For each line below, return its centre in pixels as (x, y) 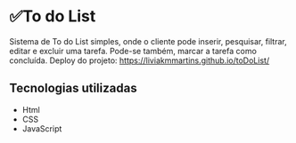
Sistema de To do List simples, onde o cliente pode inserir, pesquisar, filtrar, (148, 41)
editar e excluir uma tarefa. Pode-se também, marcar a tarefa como (133, 51)
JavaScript (42, 128)
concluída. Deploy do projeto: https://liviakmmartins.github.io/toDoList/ (140, 60)
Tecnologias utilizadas (73, 88)
